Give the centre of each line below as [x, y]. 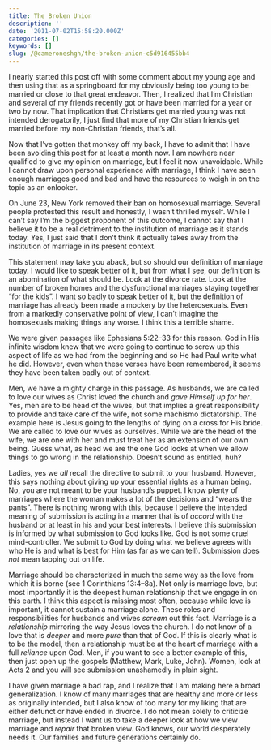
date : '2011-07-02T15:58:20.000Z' [67, 31]
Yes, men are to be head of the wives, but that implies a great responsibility [134, 405]
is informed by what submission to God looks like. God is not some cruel [129, 533]
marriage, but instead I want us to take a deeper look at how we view [123, 720]
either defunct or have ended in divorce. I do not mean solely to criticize [129, 711]
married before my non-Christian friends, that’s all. [93, 128]
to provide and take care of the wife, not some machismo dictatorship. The [133, 414]
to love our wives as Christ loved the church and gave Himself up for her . [130, 397]
